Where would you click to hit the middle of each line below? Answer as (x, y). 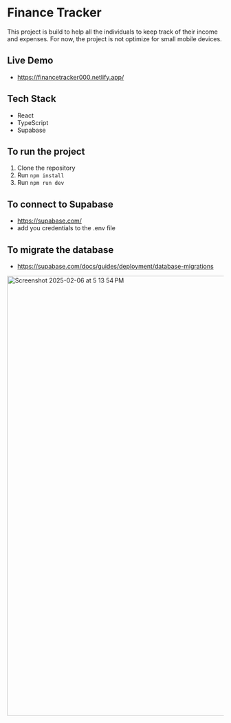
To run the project (46, 152)
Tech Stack (32, 99)
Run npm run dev (41, 183)
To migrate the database (60, 250)
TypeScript (33, 122)
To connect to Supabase (60, 204)
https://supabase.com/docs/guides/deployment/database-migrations (115, 266)
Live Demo (30, 61)
